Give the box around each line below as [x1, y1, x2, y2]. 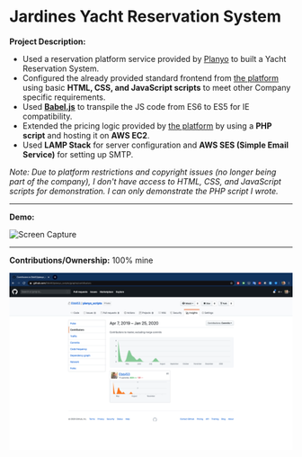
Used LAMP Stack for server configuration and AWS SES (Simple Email [22, 139, 289, 150]
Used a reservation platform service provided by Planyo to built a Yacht [22, 53, 287, 64]
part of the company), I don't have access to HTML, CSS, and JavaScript [9, 175, 281, 186]
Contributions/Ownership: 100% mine [9, 255, 154, 265]
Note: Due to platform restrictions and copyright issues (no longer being [9, 166, 277, 177]
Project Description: [9, 36, 86, 47]
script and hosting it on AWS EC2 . [22, 130, 150, 140]
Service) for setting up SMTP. [22, 148, 134, 159]
